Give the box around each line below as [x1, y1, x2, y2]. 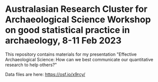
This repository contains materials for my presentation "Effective [5, 51, 137, 57]
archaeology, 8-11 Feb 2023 [5, 35, 122, 46]
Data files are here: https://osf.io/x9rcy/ [5, 71, 86, 77]
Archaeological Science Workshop [5, 14, 151, 25]
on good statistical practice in [5, 25, 130, 36]
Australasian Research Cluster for [5, 3, 148, 15]
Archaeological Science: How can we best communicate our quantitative [5, 56, 154, 62]
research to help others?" [5, 62, 57, 68]
